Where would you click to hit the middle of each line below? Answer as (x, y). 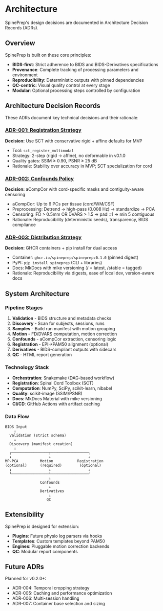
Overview (20, 43)
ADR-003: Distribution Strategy (43, 237)
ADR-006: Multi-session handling (46, 598)
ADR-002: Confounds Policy (40, 179)
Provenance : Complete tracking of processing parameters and (75, 69)
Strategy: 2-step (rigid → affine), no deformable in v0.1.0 (69, 156)
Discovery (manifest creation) (41, 444)
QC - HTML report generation (42, 355)
